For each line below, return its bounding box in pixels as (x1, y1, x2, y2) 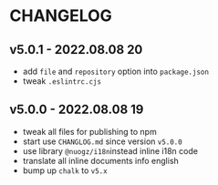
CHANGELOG (9, 5, 112, 26)
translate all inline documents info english (22, 155, 180, 166)
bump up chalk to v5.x (22, 165, 108, 176)
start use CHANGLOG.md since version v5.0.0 (22, 136, 182, 147)
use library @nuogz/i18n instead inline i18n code (22, 145, 199, 156)
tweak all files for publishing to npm (22, 126, 157, 137)
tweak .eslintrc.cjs (22, 76, 102, 87)
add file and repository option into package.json (22, 66, 210, 77)
